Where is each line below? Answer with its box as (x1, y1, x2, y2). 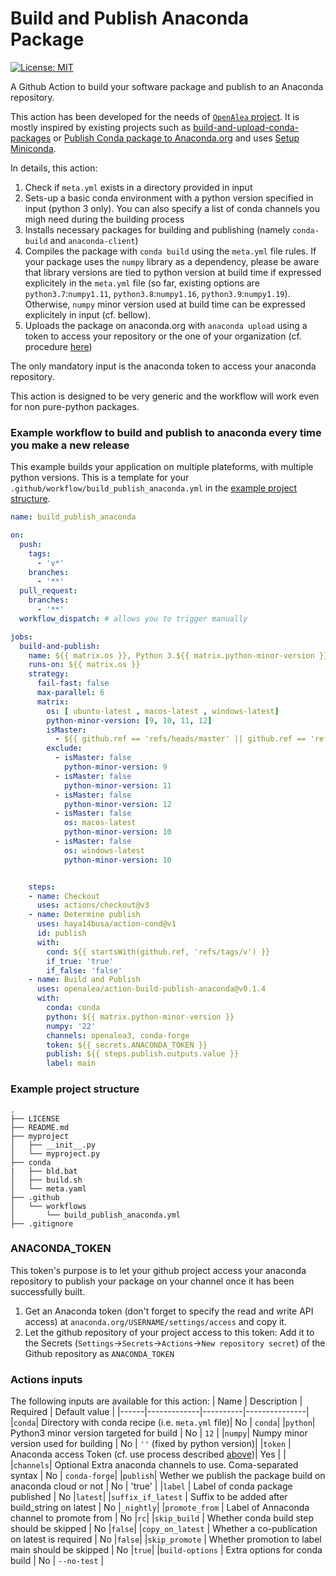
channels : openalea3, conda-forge (46, 1030, 190, 1041)
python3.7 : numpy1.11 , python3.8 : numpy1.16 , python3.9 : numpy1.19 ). (24, 287, 291, 299)
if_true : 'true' (46, 956, 114, 966)
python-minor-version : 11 (63, 780, 172, 791)
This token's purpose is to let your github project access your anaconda (10, 1264, 307, 1276)
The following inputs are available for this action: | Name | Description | (10, 1395, 303, 1407)
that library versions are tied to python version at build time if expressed (24, 266, 322, 278)
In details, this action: (10, 162, 98, 174)
